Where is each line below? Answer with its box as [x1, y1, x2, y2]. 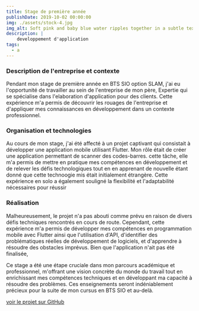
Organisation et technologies [6, 126, 92, 134]
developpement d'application [17, 36, 89, 42]
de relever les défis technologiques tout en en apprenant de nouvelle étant [6, 165, 188, 172]
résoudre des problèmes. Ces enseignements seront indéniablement [6, 280, 174, 287]
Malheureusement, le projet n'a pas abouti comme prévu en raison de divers [6, 212, 192, 219]
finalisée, [6, 250, 28, 257]
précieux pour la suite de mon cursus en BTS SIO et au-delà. [6, 287, 154, 294]
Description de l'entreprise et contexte [6, 66, 120, 75]
